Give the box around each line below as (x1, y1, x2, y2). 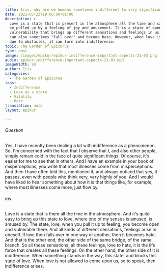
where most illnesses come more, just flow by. (5, 184, 99, 190)
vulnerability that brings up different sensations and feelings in (9, 30, 153, 35)
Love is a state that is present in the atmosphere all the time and (9, 21, 155, 26)
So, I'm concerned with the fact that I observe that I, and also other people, (5, 148, 157, 154)
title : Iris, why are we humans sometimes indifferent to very (5, 7, 137, 12)
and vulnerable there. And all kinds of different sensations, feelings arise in (5, 227, 157, 233)
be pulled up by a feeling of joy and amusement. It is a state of (9, 26, 151, 30)
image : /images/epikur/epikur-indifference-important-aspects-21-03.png (5, 53, 157, 58)
